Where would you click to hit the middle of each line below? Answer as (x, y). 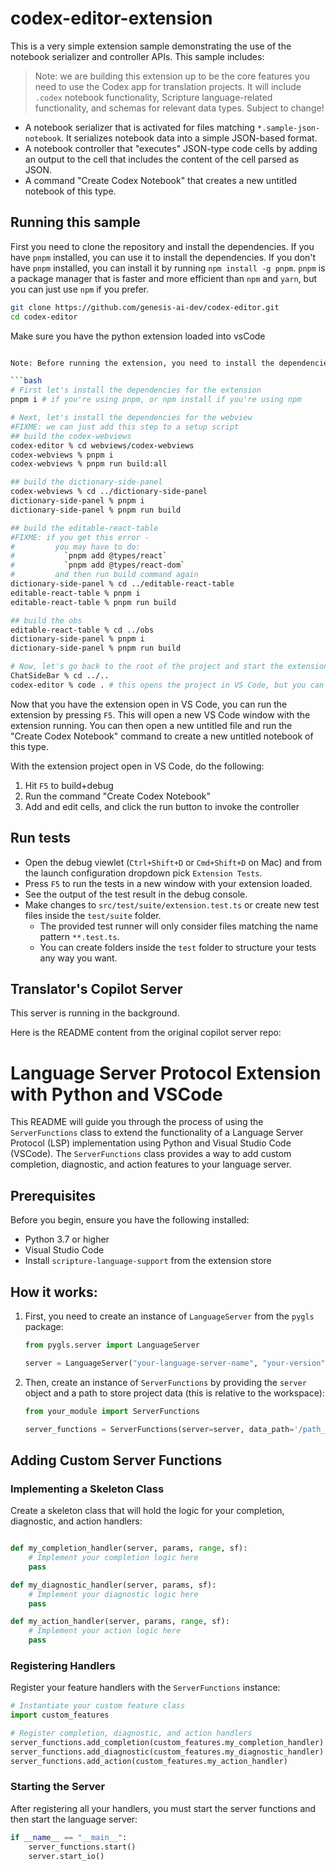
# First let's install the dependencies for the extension (136, 390)
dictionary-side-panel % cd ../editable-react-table (122, 584)
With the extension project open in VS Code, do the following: (137, 766)
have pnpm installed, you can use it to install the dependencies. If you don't (163, 257)
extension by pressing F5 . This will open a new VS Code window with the (160, 714)
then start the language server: (74, 1819)
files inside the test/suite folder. (93, 915)
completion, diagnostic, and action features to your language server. (151, 1164)
